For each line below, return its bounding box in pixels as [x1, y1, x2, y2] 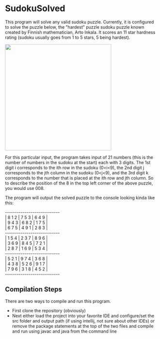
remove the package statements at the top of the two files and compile [12, 323, 154, 329]
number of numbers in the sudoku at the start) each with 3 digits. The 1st [5, 159, 151, 165]
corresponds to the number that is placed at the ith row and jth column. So [5, 175, 154, 181]
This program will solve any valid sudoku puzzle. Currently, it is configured [5, 19, 154, 25]
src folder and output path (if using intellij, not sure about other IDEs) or [12, 318, 155, 323]
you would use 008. [5, 185, 45, 191]
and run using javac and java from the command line [12, 328, 117, 334]
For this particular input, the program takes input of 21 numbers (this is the [5, 154, 154, 160]
